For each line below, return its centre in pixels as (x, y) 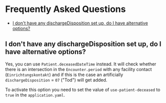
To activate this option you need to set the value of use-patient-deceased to (83, 89)
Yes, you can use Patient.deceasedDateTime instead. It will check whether (81, 64)
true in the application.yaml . (35, 95)
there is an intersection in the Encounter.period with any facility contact (79, 69)
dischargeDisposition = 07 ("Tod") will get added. (56, 80)
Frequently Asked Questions (66, 9)
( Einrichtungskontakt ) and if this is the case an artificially (64, 74)
